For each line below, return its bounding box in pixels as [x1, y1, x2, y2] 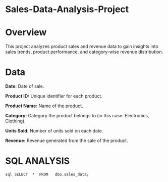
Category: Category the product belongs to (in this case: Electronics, [5, 113, 149, 119]
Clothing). [5, 118, 26, 124]
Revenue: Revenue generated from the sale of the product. [5, 138, 128, 144]
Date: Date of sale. [5, 83, 44, 89]
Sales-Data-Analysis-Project [5, 4, 129, 15]
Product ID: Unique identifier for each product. [5, 93, 102, 99]
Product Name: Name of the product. [5, 103, 83, 109]
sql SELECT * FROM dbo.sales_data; [5, 172, 89, 177]
